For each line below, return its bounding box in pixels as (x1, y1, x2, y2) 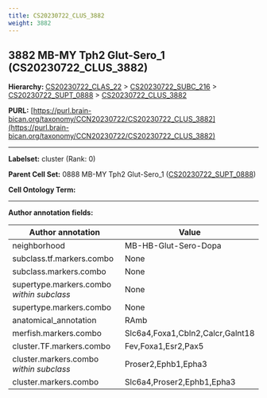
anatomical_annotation (12, 315, 97, 326)
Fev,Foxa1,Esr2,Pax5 (124, 341, 204, 352)
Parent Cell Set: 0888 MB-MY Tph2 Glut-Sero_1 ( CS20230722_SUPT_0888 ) (8, 170, 257, 179)
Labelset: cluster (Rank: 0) (8, 154, 96, 164)
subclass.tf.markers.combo (12, 253, 114, 264)
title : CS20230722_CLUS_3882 (8, 11, 105, 20)
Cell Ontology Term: (8, 185, 76, 195)
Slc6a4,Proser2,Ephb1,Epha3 (124, 377, 236, 388)
